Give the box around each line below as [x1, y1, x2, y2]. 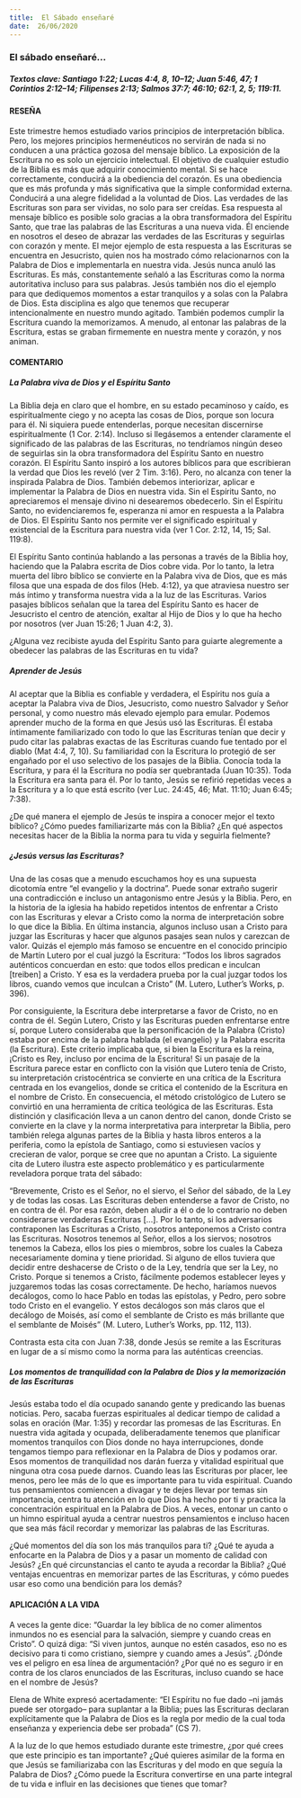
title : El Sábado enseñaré [9, 13, 115, 22]
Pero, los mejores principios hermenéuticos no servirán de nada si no [9, 136, 267, 146]
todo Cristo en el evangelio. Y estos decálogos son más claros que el [9, 1300, 265, 1310]
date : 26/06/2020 [9, 22, 78, 31]
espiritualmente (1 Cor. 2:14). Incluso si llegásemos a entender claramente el [9, 428, 292, 439]
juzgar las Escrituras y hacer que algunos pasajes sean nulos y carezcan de [9, 930, 290, 941]
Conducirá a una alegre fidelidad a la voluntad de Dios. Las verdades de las [9, 192, 289, 203]
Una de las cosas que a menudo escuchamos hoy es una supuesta [9, 873, 257, 884]
